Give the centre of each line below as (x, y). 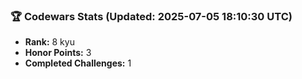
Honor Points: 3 (58, 53)
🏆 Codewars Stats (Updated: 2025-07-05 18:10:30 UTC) (151, 16)
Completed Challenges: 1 (78, 63)
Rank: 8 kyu (49, 42)
